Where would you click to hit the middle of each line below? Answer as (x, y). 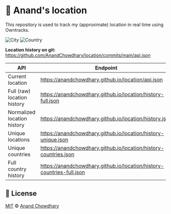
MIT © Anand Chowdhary (32, 206)
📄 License (21, 194)
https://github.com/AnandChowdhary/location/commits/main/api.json (78, 55)
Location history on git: (31, 50)
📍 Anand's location (46, 10)
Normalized (22, 112)
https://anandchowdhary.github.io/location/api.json (102, 80)
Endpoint (106, 67)
